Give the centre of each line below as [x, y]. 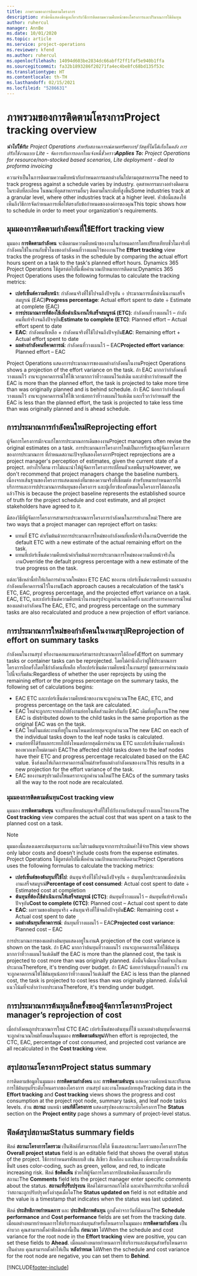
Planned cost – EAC [39, 929]
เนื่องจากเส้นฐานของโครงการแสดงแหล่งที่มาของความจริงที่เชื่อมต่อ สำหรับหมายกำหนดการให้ [94, 480]
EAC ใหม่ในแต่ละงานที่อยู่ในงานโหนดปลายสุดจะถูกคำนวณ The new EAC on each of [102, 730]
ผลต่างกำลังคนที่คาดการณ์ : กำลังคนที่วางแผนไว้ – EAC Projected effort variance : [100, 345]
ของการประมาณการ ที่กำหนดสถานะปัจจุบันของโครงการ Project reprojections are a [91, 454]
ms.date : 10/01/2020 [32, 34]
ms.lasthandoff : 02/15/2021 [41, 83]
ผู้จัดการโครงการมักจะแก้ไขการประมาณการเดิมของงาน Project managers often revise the [99, 441]
